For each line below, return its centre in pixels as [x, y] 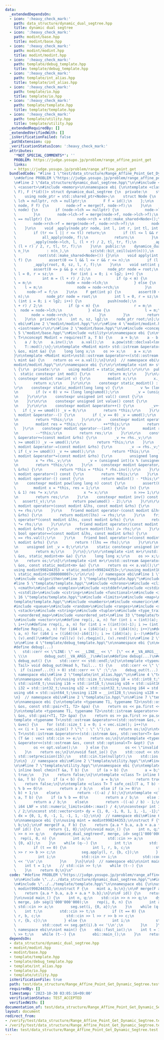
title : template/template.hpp [45, 110]
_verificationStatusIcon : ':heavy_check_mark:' [59, 146]
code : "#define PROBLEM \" [37, 875]
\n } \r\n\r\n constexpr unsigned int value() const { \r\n [81, 401]
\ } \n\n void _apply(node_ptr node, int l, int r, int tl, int [86, 228]
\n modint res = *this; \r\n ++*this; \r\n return [87, 424]
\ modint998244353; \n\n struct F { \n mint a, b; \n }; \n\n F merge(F [85, 889]
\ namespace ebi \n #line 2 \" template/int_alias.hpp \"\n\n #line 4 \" [85, 675]
